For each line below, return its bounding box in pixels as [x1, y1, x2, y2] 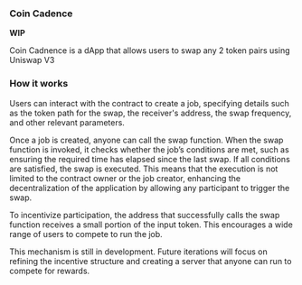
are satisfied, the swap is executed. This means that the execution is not [9, 163, 278, 174]
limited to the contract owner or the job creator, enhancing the [9, 172, 241, 183]
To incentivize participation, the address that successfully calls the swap [9, 209, 280, 220]
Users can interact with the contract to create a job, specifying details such [9, 97, 289, 108]
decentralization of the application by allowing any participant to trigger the [9, 182, 290, 193]
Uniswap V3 [9, 55, 55, 66]
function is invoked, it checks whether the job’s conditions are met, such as [9, 143, 289, 155]
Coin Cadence [9, 7, 73, 20]
